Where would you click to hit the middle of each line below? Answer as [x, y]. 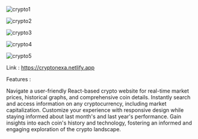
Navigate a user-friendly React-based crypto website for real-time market [98, 91]
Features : [19, 79]
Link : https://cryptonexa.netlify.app [51, 67]
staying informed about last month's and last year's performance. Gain [94, 116]
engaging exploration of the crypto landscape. [64, 129]
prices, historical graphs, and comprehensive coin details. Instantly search [98, 97]
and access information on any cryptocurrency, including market [86, 103]
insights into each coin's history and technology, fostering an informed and [99, 123]
